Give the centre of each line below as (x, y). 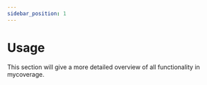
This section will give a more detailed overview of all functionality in (104, 67)
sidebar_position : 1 (37, 13)
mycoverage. (26, 74)
